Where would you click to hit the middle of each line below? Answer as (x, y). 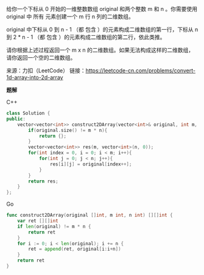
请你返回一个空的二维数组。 (41, 57)
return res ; (44, 181)
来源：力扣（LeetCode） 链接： (46, 71)
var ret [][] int (38, 221)
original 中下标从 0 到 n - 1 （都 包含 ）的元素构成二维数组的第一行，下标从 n (102, 30)
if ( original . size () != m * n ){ (68, 130)
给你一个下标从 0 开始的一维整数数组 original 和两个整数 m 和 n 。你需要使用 (102, 9)
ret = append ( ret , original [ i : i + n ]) (75, 249)
